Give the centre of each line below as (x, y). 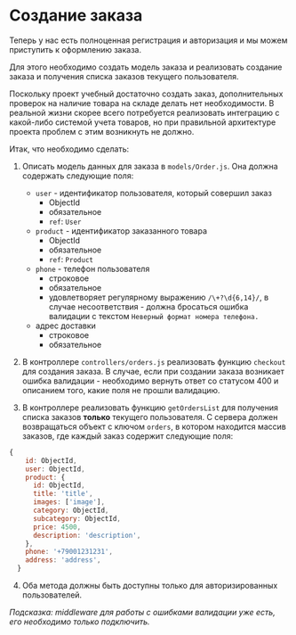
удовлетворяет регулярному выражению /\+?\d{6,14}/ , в (159, 297)
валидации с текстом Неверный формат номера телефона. (154, 316)
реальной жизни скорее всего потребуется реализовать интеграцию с (144, 112)
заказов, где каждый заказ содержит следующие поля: (128, 436)
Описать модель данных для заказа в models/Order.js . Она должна (150, 166)
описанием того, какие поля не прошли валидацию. (121, 390)
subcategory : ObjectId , (77, 518)
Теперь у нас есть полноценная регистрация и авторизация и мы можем (148, 40)
